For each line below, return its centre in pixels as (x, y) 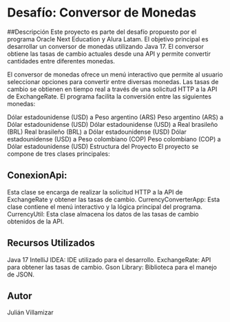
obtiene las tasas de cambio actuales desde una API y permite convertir (109, 54)
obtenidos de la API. (35, 221)
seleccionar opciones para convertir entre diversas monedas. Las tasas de (113, 81)
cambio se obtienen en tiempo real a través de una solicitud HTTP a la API (112, 89)
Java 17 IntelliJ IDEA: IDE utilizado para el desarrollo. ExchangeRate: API (109, 259)
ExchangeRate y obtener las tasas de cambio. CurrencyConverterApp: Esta (114, 199)
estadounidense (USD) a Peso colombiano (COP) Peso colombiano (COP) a (114, 139)
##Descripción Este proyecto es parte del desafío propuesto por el (102, 32)
